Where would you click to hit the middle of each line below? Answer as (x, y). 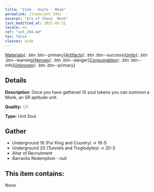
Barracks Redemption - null (39, 159)
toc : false (16, 37)
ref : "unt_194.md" (23, 32)
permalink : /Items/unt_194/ (33, 14)
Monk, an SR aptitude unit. (31, 97)
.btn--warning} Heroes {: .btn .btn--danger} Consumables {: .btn (67, 60)
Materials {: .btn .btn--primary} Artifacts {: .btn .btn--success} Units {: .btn (76, 55)
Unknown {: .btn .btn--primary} (45, 65)
